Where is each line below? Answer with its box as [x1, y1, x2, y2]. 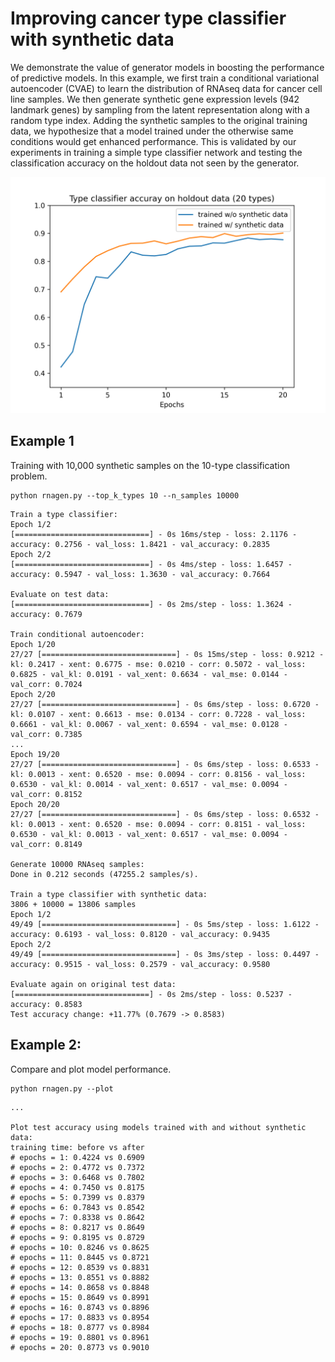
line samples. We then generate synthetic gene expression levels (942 [10, 93, 300, 105]
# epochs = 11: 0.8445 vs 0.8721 [10, 1252, 150, 1262]
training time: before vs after [10, 1142, 145, 1152]
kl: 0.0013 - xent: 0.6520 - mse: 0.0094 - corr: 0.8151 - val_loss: [10, 819, 307, 829]
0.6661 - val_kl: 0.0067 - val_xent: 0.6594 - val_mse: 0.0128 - [10, 719, 288, 729]
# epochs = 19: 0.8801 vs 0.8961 [10, 1332, 150, 1342]
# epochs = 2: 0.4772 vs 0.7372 [10, 1162, 145, 1172]
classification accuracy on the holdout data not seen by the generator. [10, 157, 300, 169]
